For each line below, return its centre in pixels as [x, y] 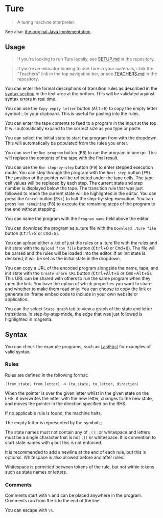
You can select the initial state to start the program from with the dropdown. [81, 137]
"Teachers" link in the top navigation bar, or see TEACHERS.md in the [87, 74]
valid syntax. [18, 352]
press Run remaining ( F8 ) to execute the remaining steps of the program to [80, 204]
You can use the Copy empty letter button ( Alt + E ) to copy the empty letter [81, 108]
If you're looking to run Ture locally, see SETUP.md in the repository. [86, 59]
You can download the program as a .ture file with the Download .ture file [81, 228]
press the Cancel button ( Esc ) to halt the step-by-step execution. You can [79, 198]
